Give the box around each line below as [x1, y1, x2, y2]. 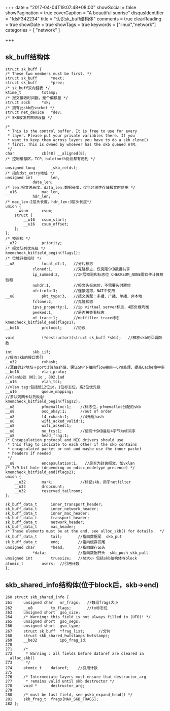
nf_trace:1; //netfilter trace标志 [32, 315, 120, 320]
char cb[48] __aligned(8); [5, 150, 87, 156]
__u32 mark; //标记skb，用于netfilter [14, 479, 131, 485]
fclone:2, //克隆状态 [32, 299, 93, 304]
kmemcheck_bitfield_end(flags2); [5, 469, 76, 475]
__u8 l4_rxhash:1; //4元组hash [5, 414, 104, 419]
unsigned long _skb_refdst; [5, 165, 79, 170]
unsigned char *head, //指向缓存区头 [5, 545, 106, 550]
